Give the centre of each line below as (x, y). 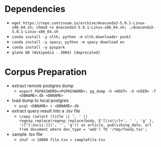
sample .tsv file (27, 134)
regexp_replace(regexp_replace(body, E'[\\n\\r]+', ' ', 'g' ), (86, 121)
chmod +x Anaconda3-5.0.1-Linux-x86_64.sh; (81, 27)
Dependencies (35, 9)
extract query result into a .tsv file (46, 111)
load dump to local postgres (40, 100)
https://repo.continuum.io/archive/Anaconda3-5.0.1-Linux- (85, 23)
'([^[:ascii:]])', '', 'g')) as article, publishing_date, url (85, 125)
